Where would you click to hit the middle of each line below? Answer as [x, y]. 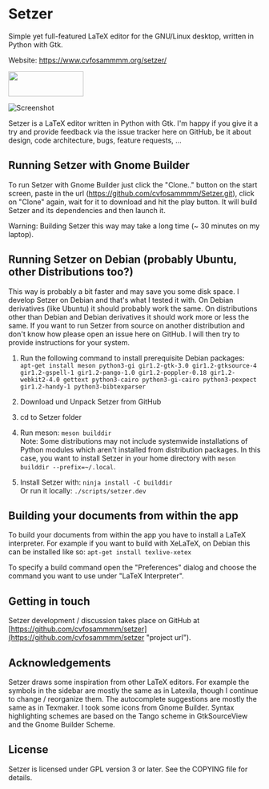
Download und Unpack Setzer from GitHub [90, 401]
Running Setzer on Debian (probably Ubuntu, [123, 260]
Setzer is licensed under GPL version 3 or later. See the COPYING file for [128, 769]
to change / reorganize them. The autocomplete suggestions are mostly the [133, 699]
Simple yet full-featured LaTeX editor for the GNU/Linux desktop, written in [131, 36]
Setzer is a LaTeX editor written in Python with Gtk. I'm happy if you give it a [133, 123]
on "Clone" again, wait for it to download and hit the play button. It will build [133, 202]
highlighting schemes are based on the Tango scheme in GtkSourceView [128, 716]
